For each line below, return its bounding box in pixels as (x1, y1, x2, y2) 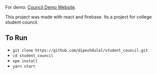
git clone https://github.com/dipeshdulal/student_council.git (12, 47, 148, 53)
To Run (5, 33, 28, 42)
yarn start (12, 63, 36, 69)
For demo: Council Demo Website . (5, 4, 76, 10)
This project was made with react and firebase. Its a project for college (5, 14, 152, 19)
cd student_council (12, 53, 54, 58)
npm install (12, 58, 38, 63)
